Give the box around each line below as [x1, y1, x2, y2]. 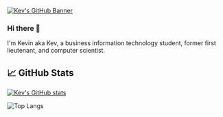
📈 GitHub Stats [7, 67, 74, 79]
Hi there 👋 [7, 23, 41, 33]
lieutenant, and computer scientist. [7, 47, 105, 55]
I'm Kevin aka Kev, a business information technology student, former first [7, 39, 216, 47]
